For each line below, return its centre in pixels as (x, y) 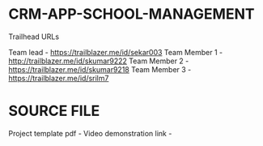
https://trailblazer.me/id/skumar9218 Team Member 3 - (100, 69)
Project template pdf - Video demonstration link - (90, 133)
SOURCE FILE (54, 111)
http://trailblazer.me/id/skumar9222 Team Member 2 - (99, 61)
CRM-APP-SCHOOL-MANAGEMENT (131, 14)
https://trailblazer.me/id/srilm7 (59, 78)
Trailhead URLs (34, 36)
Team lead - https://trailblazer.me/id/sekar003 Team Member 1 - (116, 52)
